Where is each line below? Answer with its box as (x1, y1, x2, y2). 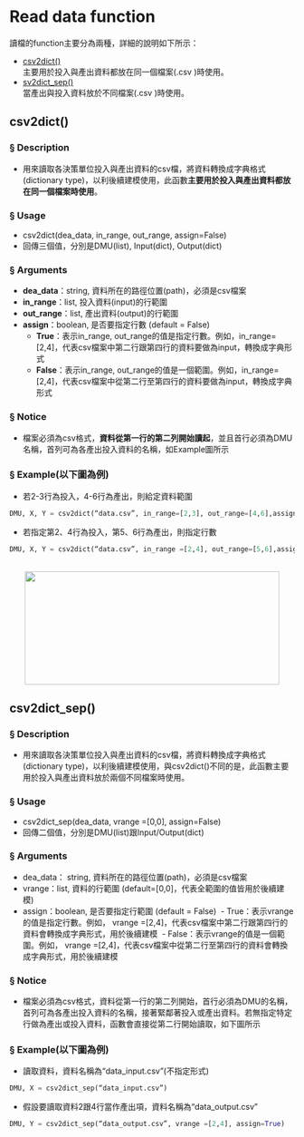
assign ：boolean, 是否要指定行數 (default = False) (22, 319, 211, 330)
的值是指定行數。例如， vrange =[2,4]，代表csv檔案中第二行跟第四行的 (22, 917, 289, 928)
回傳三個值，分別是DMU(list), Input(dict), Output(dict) (22, 240, 223, 251)
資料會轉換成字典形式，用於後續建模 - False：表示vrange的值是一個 (22, 928, 278, 939)
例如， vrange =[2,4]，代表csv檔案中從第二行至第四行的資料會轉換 (38, 939, 289, 950)
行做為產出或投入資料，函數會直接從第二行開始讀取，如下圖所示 (22, 1018, 261, 1030)
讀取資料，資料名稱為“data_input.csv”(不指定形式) (22, 1065, 210, 1076)
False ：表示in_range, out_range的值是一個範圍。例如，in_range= (35, 364, 280, 375)
